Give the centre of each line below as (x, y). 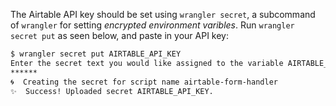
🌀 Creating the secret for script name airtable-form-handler (144, 82)
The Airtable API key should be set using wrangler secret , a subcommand (163, 14)
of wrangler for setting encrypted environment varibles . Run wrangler (152, 25)
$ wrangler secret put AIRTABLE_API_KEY (96, 54)
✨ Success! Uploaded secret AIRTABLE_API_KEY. (112, 91)
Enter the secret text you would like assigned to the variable (147, 63)
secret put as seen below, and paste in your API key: (119, 35)
